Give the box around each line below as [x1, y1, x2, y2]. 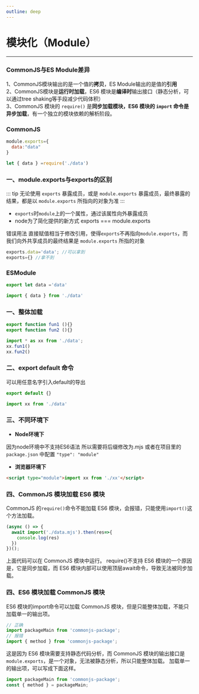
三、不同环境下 [6, 416, 49, 424]
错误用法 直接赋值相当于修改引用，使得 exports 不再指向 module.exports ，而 [6, 230, 188, 237]
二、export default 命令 [6, 364, 74, 372]
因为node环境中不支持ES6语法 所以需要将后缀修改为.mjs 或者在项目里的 [6, 443, 182, 450]
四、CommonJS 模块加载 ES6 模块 [6, 490, 105, 498]
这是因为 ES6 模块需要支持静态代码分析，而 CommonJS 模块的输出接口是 [6, 650, 185, 657]
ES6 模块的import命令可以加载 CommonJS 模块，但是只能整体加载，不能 [6, 603, 184, 610]
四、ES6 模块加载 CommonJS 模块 [6, 588, 105, 596]
